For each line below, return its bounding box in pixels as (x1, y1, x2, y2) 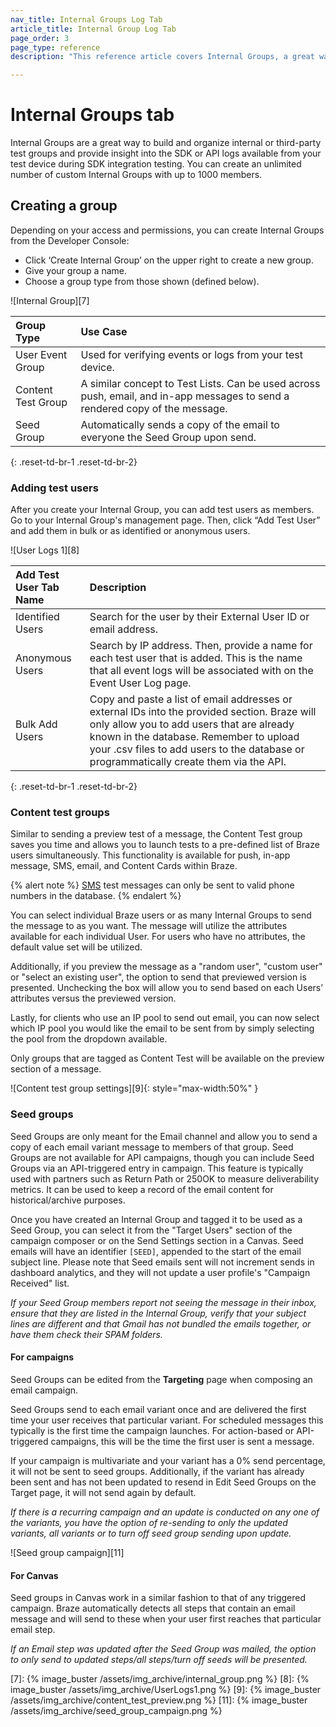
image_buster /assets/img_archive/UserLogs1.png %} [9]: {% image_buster (10, 1684, 322, 1696)
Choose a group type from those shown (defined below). (24, 275, 260, 287)
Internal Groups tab (10, 104, 175, 126)
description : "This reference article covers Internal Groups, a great (10, 52, 315, 62)
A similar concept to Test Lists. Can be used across (80, 376, 321, 390)
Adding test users (10, 481, 99, 495)
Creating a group (10, 197, 118, 215)
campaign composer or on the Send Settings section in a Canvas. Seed (10, 1234, 304, 1246)
